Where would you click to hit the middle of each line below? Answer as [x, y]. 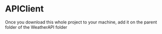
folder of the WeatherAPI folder [36, 27]
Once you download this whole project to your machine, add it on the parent [81, 22]
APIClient [24, 9]
